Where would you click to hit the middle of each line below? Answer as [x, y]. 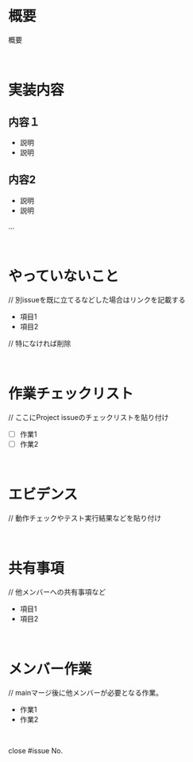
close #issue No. [36, 750]
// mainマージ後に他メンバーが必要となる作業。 [86, 692]
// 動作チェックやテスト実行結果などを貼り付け [85, 518]
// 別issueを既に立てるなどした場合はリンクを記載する [97, 299]
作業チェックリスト [71, 393]
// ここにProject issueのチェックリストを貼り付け [89, 417]
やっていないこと [64, 276]
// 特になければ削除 [40, 343]
